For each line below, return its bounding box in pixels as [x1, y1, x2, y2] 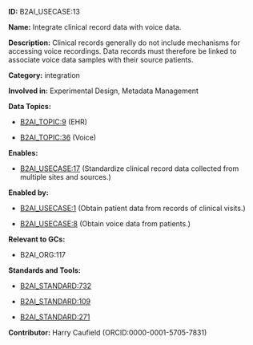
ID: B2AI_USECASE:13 [8, 7, 80, 16]
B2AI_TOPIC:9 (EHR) [19, 117, 88, 127]
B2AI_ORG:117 [19, 250, 66, 259]
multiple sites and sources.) [19, 172, 112, 181]
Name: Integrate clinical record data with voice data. [8, 22, 182, 31]
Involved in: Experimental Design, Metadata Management [8, 86, 199, 95]
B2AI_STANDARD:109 [19, 297, 90, 306]
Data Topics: [8, 102, 52, 111]
